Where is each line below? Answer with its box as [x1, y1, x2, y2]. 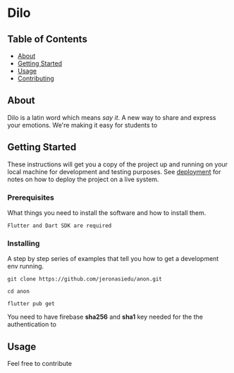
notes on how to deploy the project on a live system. [7, 175, 159, 183]
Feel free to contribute [7, 360, 73, 368]
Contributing [17, 74, 54, 82]
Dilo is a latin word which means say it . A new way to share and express [7, 113, 216, 121]
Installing [7, 238, 40, 248]
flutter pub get [7, 300, 55, 307]
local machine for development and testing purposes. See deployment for [7, 167, 221, 176]
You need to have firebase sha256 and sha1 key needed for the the [7, 312, 203, 322]
